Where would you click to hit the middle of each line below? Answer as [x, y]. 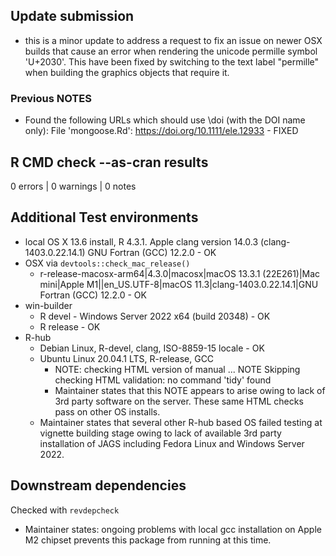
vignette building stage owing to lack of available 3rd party [160, 433]
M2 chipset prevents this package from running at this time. [148, 540]
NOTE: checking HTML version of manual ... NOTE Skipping [177, 369]
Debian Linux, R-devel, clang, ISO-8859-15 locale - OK [152, 348]
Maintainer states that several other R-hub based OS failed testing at [181, 422]
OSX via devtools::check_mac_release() [107, 263]
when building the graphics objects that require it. [127, 72]
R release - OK [70, 326]
